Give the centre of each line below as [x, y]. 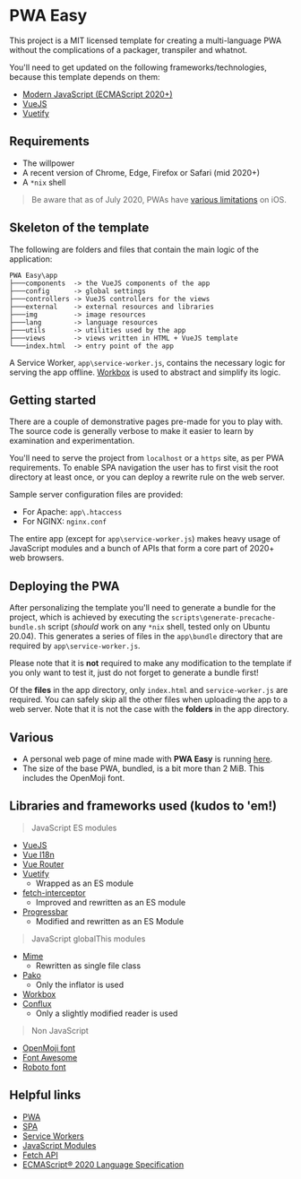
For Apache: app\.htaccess [72, 512]
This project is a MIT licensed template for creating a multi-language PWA [146, 40]
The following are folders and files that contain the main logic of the [134, 249]
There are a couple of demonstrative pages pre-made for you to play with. [146, 421]
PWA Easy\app [34, 275]
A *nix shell [44, 182]
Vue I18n [39, 854]
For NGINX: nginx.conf [64, 522]
